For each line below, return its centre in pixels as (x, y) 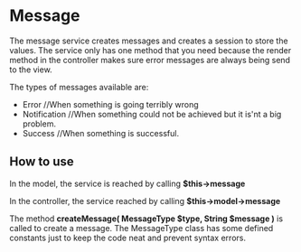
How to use (42, 162)
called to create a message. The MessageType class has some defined (141, 228)
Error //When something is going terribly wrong (110, 104)
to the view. (31, 70)
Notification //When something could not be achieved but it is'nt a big (152, 114)
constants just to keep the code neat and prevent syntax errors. (128, 238)
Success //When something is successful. (100, 133)
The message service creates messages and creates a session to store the (149, 41)
